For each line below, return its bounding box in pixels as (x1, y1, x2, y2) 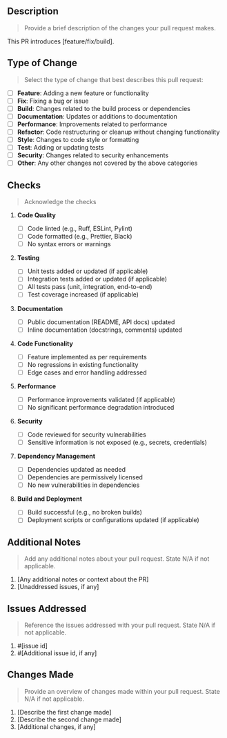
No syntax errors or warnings (27, 240, 112, 248)
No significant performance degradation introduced (27, 403, 175, 411)
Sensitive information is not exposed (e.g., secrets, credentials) (27, 438, 208, 446)
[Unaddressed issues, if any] (17, 583, 99, 591)
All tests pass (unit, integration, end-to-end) (27, 283, 153, 291)
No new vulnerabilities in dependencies (27, 481, 140, 489)
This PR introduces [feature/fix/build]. (7, 37, 115, 46)
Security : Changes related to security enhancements (17, 151, 169, 159)
